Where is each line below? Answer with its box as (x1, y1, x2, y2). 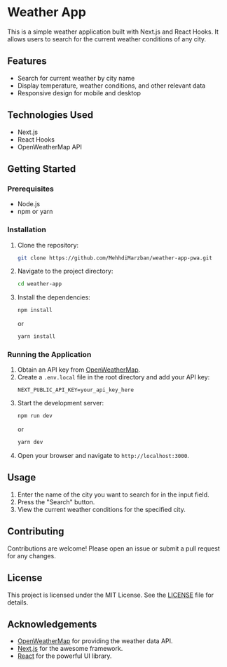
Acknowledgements (7, 618, 97, 630)
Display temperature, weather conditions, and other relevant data (17, 81, 206, 90)
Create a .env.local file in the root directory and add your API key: (17, 373, 210, 382)
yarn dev (17, 439, 43, 446)
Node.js (17, 200, 41, 208)
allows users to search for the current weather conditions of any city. (7, 34, 207, 43)
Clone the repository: (17, 241, 79, 249)
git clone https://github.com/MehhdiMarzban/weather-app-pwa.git (17, 254, 212, 262)
